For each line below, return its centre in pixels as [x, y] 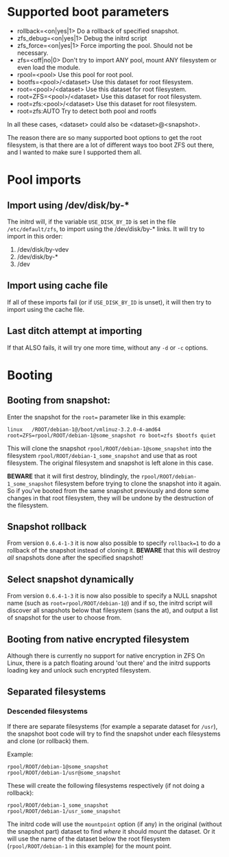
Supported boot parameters [88, 12]
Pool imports [44, 180]
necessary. [33, 53]
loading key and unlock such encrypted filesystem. [79, 670]
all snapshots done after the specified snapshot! [75, 558]
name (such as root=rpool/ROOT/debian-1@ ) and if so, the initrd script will [110, 603]
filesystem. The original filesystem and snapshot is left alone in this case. [110, 463]
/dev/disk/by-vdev [43, 249]
